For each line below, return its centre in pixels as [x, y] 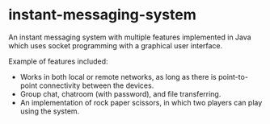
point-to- [233, 76]
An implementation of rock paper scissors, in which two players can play [141, 102]
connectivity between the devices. [97, 85]
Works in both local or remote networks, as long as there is [118, 76]
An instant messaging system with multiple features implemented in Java [130, 37]
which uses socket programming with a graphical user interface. [116, 45]
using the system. [50, 111]
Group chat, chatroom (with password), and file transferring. [120, 93]
